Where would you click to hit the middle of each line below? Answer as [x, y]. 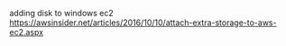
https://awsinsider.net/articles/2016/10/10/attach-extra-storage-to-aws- [143, 23]
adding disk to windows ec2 [62, 13]
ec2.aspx [26, 32]
